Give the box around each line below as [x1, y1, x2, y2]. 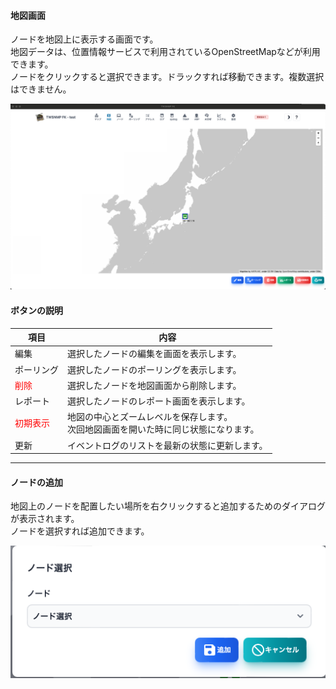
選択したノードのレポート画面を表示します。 [67, 395, 251, 407]
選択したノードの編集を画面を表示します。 [67, 348, 242, 360]
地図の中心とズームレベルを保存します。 [67, 411, 233, 423]
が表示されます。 [10, 513, 80, 525]
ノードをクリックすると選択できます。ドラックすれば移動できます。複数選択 [10, 71, 325, 83]
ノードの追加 [10, 476, 63, 488]
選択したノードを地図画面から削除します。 [67, 379, 242, 391]
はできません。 [10, 83, 72, 95]
